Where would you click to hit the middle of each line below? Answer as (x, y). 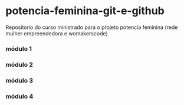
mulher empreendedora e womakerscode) (57, 33)
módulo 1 (19, 48)
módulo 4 (19, 96)
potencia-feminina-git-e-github (85, 11)
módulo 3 (19, 80)
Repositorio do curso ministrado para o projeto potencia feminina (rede (92, 27)
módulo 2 (19, 64)
